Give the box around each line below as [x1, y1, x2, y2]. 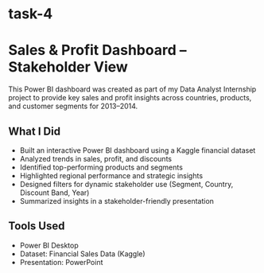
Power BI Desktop [19, 240, 79, 250]
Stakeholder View [8, 58, 129, 76]
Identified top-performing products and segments [19, 162, 183, 172]
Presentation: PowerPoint [19, 257, 103, 267]
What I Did [8, 124, 61, 138]
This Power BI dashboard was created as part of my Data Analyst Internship [8, 84, 257, 94]
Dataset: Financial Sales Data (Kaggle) [19, 248, 146, 259]
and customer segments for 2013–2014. [8, 101, 138, 111]
